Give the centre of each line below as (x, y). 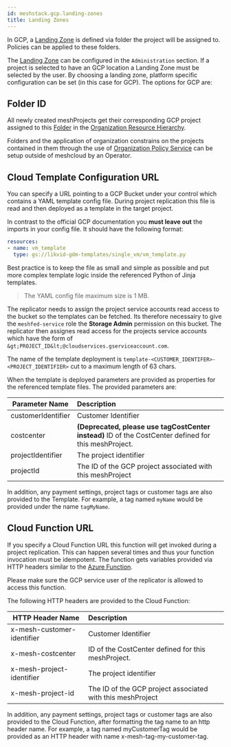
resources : (23, 242)
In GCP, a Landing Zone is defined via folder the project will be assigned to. (114, 39)
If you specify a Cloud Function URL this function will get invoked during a (112, 545)
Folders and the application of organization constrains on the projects (106, 141)
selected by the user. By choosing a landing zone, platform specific (102, 75)
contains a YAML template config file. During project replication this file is (111, 201)
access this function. (37, 587)
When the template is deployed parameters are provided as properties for (111, 379)
